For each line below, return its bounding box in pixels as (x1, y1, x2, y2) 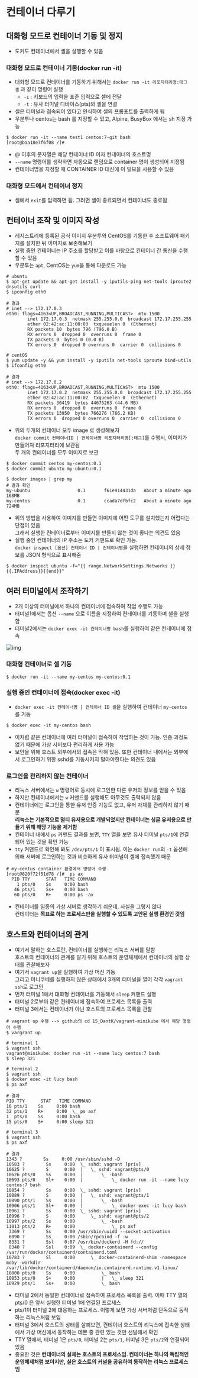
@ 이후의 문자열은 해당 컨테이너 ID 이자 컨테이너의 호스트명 (14, 151, 151, 158)
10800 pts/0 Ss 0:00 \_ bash (6, 1270, 120, 1276)
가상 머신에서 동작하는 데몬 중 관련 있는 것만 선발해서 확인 (25, 1328, 158, 1335)
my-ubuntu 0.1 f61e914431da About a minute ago (6, 488, 192, 494)
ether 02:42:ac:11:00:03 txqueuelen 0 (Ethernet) (27, 321, 158, 327)
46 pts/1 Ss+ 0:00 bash (14, 887, 89, 893)
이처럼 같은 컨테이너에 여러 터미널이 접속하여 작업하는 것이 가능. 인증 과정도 (14, 733, 189, 740)
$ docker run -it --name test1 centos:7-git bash (6, 134, 131, 141)
